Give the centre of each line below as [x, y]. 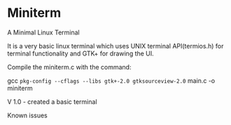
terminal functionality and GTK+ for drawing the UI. [80, 53]
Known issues [27, 115]
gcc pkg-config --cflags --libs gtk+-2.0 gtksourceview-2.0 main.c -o [111, 80]
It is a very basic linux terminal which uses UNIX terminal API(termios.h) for [115, 46]
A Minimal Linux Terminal [43, 32]
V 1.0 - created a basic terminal [52, 101]
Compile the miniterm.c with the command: [69, 67]
